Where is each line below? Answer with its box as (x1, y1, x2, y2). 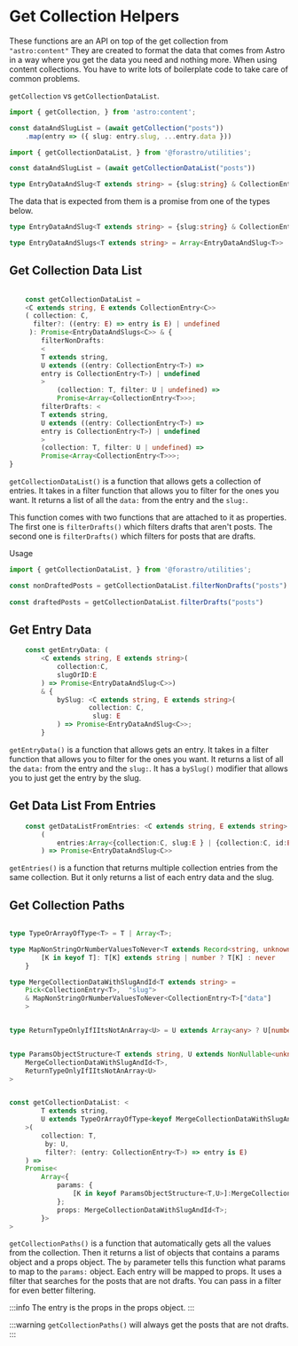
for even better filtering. (9, 1285, 96, 1296)
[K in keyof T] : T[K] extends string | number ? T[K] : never (41, 953, 276, 962)
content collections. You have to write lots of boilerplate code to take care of (9, 64, 288, 75)
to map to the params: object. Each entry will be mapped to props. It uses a (9, 1266, 282, 1277)
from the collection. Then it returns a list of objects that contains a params (9, 1248, 280, 1258)
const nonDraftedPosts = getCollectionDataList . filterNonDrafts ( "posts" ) (9, 581, 288, 590)
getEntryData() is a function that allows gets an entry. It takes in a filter (9, 744, 269, 755)
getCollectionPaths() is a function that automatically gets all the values (9, 1238, 271, 1248)
